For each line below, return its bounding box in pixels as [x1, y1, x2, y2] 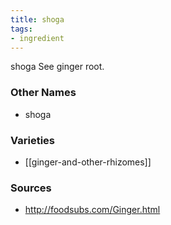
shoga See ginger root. [10, 61, 105, 73]
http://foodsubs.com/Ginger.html [24, 204, 161, 216]
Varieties [10, 133, 55, 147]
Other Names [10, 86, 77, 100]
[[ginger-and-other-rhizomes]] [24, 156, 152, 168]
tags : [10, 24, 33, 34]
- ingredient [10, 33, 65, 43]
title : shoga [10, 14, 65, 25]
